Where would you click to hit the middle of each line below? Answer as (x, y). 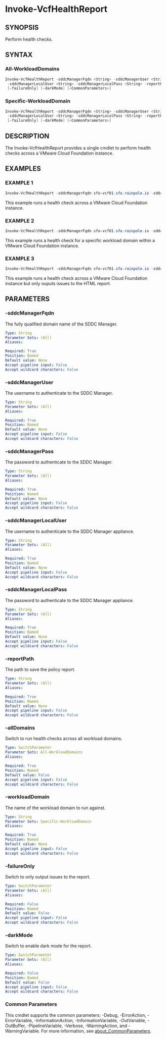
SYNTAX (19, 55)
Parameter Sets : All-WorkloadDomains (44, 752)
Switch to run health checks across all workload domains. (64, 738)
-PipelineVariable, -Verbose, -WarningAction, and (77, 1026)
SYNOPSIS (22, 27)
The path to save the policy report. (40, 670)
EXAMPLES (23, 169)
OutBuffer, (16, 1026)
